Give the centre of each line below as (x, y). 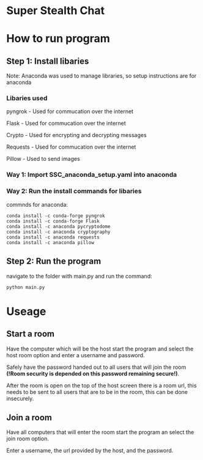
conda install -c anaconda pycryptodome (59, 226)
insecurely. (20, 398)
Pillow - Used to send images (43, 159)
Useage (26, 311)
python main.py (26, 287)
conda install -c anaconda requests (53, 237)
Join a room (29, 417)
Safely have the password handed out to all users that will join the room (96, 367)
